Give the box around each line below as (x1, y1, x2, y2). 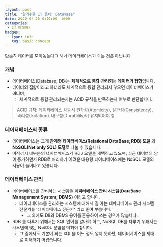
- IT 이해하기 (7, 25, 32, 30)
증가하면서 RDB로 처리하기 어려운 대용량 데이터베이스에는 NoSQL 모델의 (17, 156, 154, 162)
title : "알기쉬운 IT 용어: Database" (5, 12, 75, 17)
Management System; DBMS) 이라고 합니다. (12, 194, 100, 200)
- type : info (7, 35, 34, 39)
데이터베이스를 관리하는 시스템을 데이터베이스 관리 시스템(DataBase (12, 188, 141, 194)
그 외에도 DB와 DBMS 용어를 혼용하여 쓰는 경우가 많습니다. (26, 212, 138, 218)
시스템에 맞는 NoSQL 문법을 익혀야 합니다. (12, 225, 93, 230)
